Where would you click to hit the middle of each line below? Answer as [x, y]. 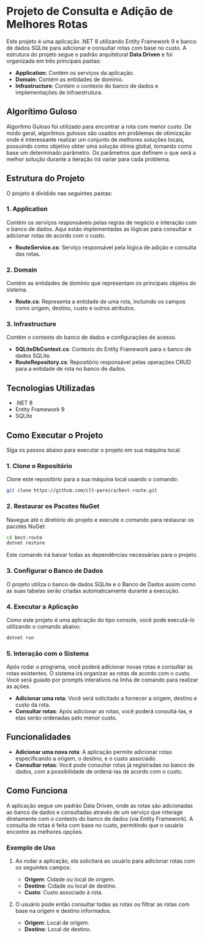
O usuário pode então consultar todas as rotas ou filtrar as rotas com [102, 904]
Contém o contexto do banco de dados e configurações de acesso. [92, 337]
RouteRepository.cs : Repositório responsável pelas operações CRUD [103, 362]
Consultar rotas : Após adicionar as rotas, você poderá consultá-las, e [104, 711]
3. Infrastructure [32, 324]
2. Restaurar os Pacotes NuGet [53, 506]
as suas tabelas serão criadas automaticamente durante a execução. [93, 591]
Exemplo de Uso [31, 847]
